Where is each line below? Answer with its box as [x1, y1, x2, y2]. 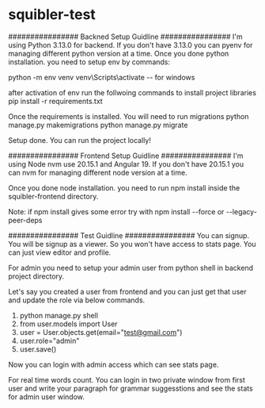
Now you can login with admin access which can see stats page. [8, 360, 219, 369]
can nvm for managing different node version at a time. [8, 167, 187, 177]
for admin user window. [8, 391, 85, 402]
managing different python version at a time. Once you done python [8, 48, 229, 58]
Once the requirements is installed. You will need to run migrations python [8, 111, 249, 121]
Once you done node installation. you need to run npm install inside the [8, 183, 240, 192]
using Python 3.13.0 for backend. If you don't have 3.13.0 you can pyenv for [8, 40, 253, 49]
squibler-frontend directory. [8, 191, 99, 201]
